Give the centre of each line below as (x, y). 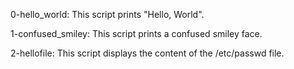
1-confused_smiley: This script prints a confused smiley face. (136, 33)
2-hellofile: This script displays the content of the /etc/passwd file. (147, 53)
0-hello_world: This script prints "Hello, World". (107, 14)
